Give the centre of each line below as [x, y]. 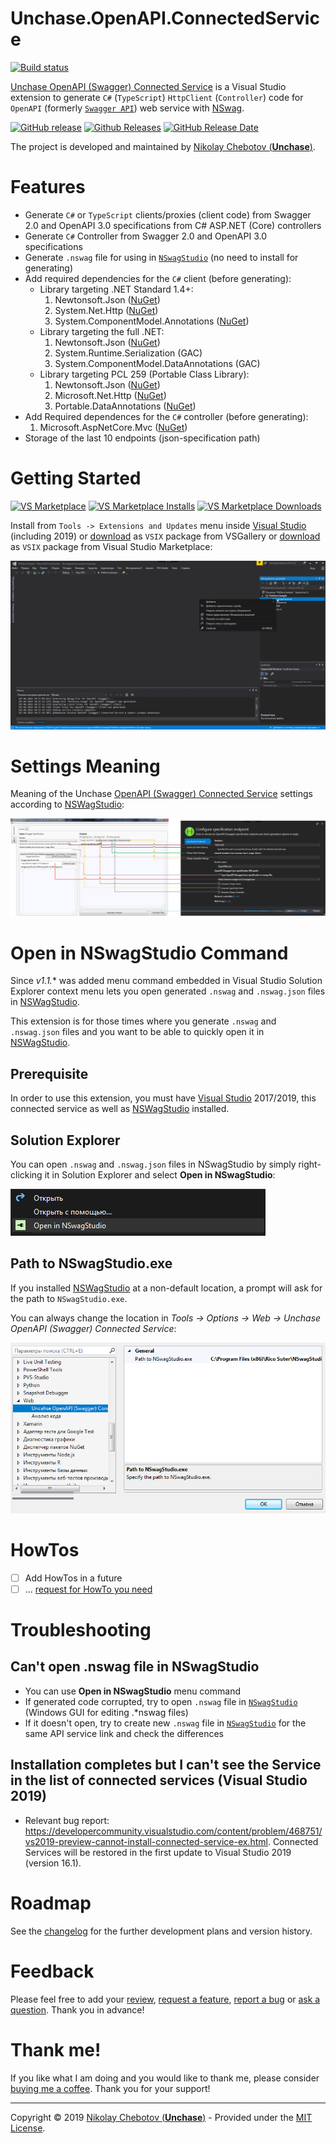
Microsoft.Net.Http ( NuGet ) [110, 395]
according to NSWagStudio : [67, 804]
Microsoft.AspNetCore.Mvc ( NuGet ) [113, 427]
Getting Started [76, 478]
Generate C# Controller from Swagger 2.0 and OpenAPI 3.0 [145, 236]
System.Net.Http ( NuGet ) [106, 310]
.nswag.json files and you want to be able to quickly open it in [137, 1032]
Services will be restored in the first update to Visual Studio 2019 [158, 1852]
